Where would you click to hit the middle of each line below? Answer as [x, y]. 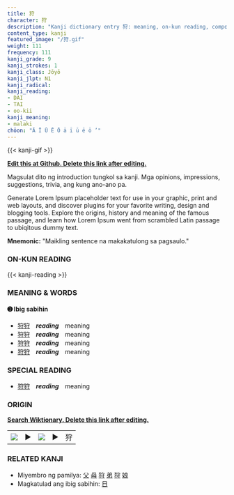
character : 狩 [27, 20]
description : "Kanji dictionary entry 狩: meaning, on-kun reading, [108, 26]
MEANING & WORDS [42, 292]
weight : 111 [24, 46]
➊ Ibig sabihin [28, 309]
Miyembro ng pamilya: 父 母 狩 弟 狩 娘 [73, 475]
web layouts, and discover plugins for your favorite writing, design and [108, 206]
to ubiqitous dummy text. [43, 228]
